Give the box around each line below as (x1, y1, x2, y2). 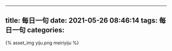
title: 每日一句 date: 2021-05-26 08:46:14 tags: (5, 16, 158, 25)
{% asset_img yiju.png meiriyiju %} (5, 39, 79, 46)
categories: (27, 26, 65, 35)
